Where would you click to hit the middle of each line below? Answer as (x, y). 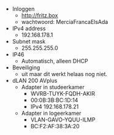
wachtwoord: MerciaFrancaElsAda (65, 22)
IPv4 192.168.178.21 (55, 106)
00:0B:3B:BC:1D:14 (54, 100)
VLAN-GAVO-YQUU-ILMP (63, 120)
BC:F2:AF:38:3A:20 (55, 126)
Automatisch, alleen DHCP (55, 61)
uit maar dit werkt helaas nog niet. (64, 74)
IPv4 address (29, 28)
